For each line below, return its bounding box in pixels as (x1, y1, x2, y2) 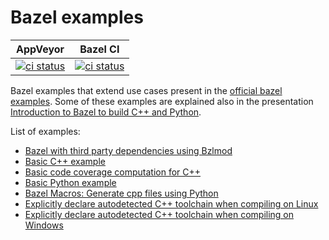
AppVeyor (16, 42, 65, 56)
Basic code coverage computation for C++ (24, 166, 202, 178)
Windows (24, 219, 64, 231)
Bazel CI (79, 42, 120, 56)
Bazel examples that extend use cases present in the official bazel (10, 84, 283, 96)
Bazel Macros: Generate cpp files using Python (24, 187, 219, 199)
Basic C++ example (24, 155, 106, 167)
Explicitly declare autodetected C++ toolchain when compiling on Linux (24, 197, 319, 210)
